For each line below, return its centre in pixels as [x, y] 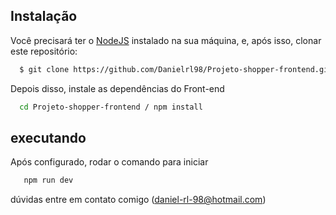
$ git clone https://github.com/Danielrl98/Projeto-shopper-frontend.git [176, 69]
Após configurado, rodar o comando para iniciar [109, 162]
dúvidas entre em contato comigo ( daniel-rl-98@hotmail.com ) [138, 200]
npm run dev [48, 180]
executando [48, 137]
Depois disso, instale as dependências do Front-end [117, 88]
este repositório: [44, 51]
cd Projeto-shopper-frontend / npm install [111, 107]
